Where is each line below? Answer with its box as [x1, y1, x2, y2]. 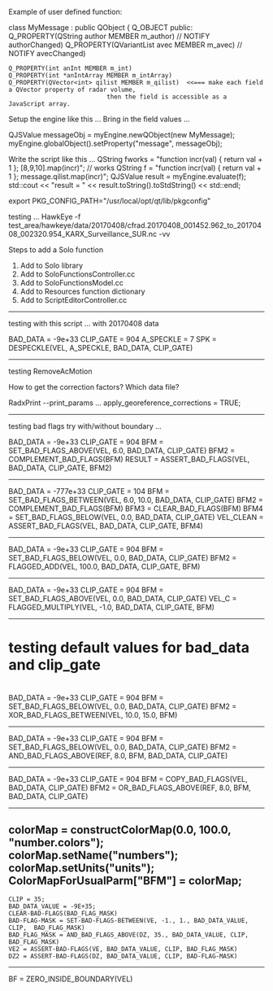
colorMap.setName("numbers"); [8, 848, 179, 862]
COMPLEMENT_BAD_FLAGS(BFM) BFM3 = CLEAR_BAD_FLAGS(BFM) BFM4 [8, 504, 264, 513]
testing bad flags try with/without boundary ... [8, 421, 162, 430]
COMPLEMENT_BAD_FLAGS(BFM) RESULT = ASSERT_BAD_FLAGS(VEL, [8, 455, 250, 464]
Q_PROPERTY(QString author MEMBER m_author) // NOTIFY [8, 32, 210, 41]
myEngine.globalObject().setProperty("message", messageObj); [8, 138, 223, 148]
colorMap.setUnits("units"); [8, 861, 155, 875]
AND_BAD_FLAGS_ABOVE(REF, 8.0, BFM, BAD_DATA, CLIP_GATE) [8, 751, 228, 761]
